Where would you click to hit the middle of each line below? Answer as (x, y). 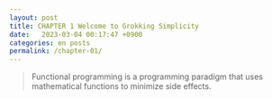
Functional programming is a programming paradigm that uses (147, 76)
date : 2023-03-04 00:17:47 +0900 (76, 34)
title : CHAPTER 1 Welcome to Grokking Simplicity (104, 26)
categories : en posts (50, 43)
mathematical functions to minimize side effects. (121, 86)
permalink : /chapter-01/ (56, 51)
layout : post (34, 18)
